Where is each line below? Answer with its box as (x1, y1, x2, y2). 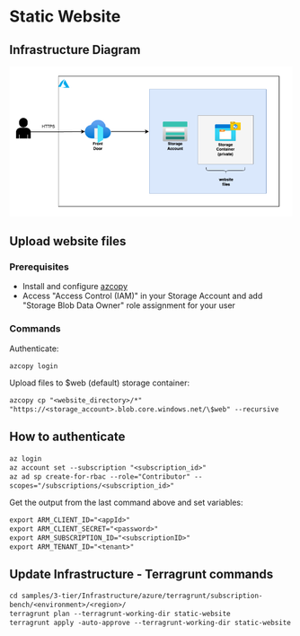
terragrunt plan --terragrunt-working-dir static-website (9, 609, 231, 619)
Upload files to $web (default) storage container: (9, 377, 190, 388)
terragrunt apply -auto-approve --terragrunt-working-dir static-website (9, 618, 292, 628)
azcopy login (9, 361, 58, 370)
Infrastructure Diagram (9, 42, 141, 57)
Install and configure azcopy (22, 281, 128, 292)
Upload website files (9, 234, 127, 249)
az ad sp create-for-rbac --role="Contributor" (9, 472, 191, 481)
